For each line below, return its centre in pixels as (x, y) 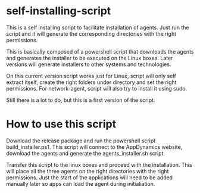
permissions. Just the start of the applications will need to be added (90, 178)
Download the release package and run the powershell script (81, 141)
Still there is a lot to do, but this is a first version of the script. (81, 100)
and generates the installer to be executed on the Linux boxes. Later (90, 58)
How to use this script (61, 124)
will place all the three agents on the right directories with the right (87, 171)
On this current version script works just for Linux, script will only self (91, 76)
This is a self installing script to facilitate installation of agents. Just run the (98, 27)
